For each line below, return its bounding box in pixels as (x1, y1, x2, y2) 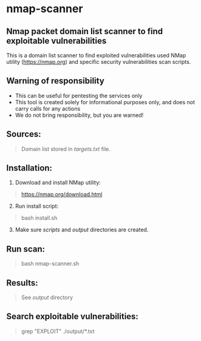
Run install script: (15, 203, 59, 210)
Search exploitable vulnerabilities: (6, 311, 138, 322)
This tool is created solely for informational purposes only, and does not (15, 98, 196, 105)
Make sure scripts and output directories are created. (15, 226, 149, 233)
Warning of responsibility (6, 76, 104, 86)
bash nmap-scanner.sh (21, 260, 80, 267)
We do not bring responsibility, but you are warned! (15, 111, 144, 119)
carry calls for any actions (15, 105, 81, 112)
